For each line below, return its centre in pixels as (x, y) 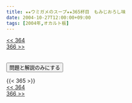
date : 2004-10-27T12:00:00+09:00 (49, 18)
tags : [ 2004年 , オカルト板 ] (38, 23)
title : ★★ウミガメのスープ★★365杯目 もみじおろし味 (66, 12)
